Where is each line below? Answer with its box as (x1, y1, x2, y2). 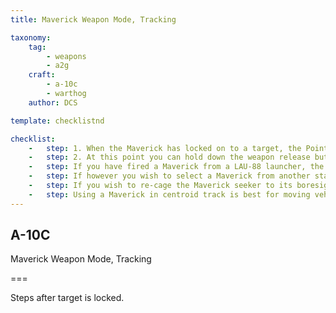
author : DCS (28, 97, 78, 108)
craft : (28, 70, 56, 80)
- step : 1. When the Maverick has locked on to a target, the (28, 143, 302, 153)
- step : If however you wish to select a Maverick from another (28, 171, 311, 181)
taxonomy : (10, 32, 52, 43)
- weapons (46, 51, 87, 61)
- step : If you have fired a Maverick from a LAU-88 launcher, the (28, 162, 325, 172)
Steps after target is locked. (10, 292, 125, 304)
